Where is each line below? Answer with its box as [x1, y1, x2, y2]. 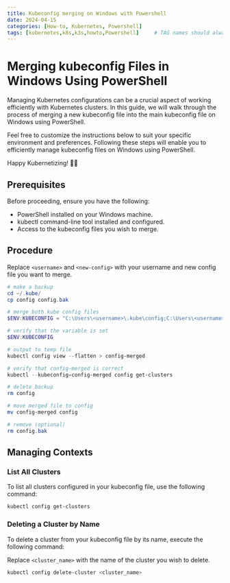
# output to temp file [7, 346, 72, 353]
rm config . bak [7, 427, 48, 434]
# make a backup [7, 283, 53, 290]
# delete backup [7, 383, 53, 391]
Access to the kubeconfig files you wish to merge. [16, 225, 159, 233]
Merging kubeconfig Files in [7, 59, 170, 74]
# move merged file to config [7, 403, 94, 409]
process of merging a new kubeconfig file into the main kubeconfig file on [7, 110, 216, 119]
